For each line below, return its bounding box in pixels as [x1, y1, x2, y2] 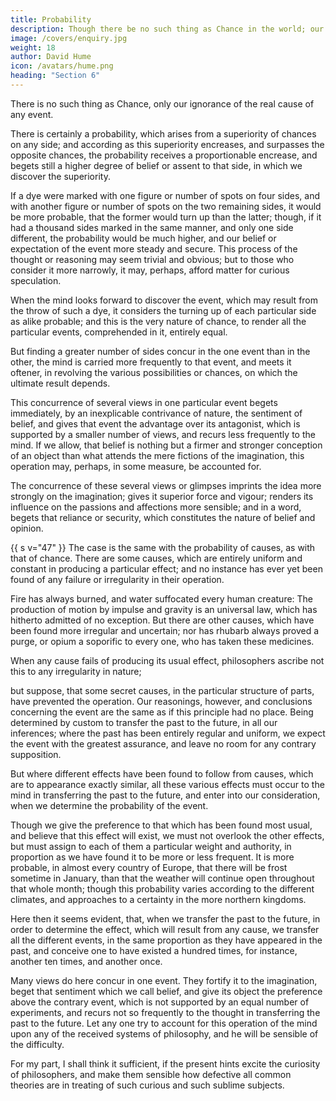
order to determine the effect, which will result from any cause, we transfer [10, 923, 320, 935]
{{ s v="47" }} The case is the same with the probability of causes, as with [10, 541, 316, 553]
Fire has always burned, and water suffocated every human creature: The [10, 592, 314, 605]
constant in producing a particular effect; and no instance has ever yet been [10, 562, 323, 575]
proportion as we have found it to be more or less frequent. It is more [10, 851, 295, 863]
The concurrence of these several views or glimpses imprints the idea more [10, 479, 322, 491]
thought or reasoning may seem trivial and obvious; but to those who [10, 253, 295, 265]
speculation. [10, 274, 62, 286]
